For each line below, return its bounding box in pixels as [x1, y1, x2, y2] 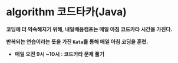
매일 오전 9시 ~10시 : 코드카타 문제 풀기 [14, 50, 105, 57]
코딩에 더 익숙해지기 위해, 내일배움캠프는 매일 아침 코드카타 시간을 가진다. [6, 26, 173, 33]
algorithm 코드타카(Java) [6, 5, 127, 19]
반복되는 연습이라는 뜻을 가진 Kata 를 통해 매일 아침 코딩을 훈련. [6, 38, 149, 45]
